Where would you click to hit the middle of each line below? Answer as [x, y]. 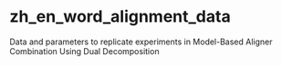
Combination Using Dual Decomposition [84, 51]
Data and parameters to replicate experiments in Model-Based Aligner [141, 42]
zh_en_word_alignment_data [120, 17]
